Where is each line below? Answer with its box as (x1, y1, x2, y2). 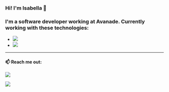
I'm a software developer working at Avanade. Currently (5, 18, 145, 25)
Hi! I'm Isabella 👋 (5, 5, 47, 12)
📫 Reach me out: (5, 59, 42, 65)
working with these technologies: (5, 24, 89, 31)
